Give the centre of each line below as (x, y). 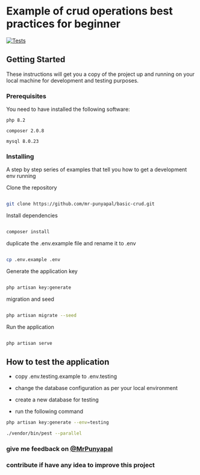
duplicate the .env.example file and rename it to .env (71, 244)
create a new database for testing (57, 400)
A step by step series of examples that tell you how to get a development (97, 169)
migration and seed (30, 299)
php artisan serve (29, 343)
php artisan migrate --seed (42, 315)
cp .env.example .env (33, 260)
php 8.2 (16, 121)
